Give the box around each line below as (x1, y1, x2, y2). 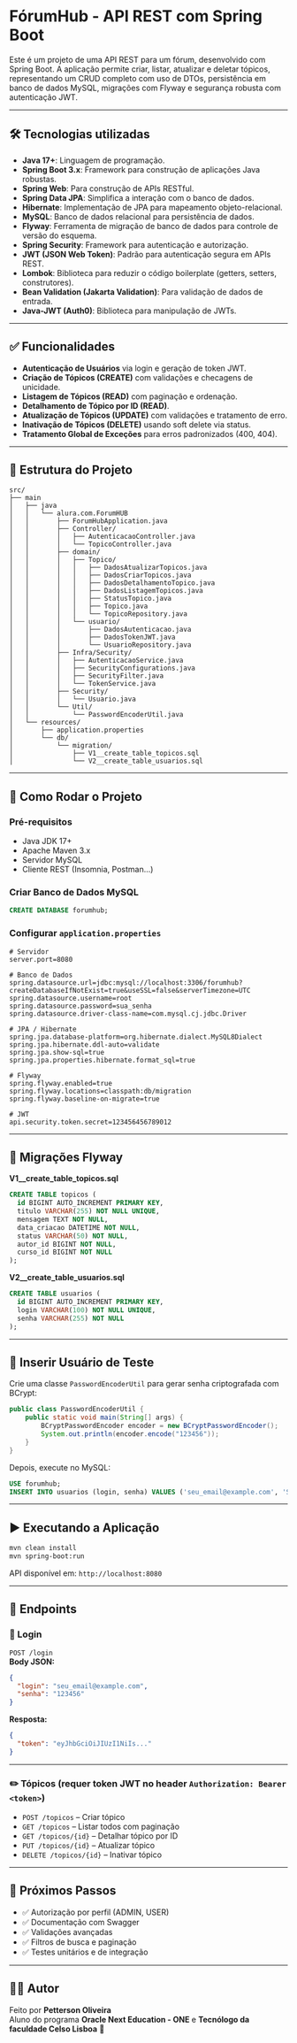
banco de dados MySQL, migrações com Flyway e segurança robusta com (9, 82, 281, 93)
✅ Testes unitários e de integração (21, 1947, 148, 1957)
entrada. (21, 296, 53, 306)
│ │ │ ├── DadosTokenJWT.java (9, 633, 176, 642)
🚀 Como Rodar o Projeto (9, 789, 143, 804)
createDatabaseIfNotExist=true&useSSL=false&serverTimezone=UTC (9, 986, 251, 995)
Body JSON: (9, 1656, 56, 1667)
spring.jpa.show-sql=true (9, 1048, 104, 1056)
